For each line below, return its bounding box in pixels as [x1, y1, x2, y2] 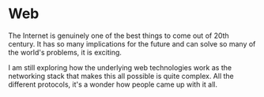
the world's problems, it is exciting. [8, 47, 123, 57]
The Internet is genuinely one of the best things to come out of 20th [8, 31, 229, 40]
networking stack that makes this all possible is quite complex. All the [8, 71, 235, 80]
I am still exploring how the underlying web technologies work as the [8, 62, 232, 72]
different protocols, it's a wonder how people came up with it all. [8, 80, 217, 89]
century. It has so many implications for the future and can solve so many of [8, 39, 256, 48]
